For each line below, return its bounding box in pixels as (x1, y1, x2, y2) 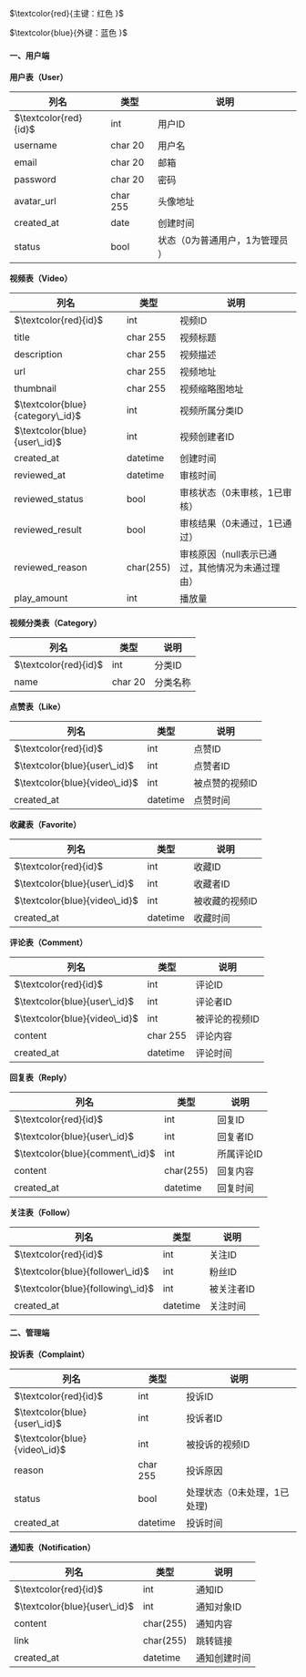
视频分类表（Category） (9, 618, 102, 629)
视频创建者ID (178, 431, 235, 444)
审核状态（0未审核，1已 (178, 487, 283, 499)
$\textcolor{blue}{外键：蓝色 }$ (9, 27, 127, 38)
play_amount (14, 592, 68, 604)
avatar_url (14, 195, 56, 208)
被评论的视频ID (195, 1013, 260, 1025)
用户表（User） (9, 72, 68, 83)
